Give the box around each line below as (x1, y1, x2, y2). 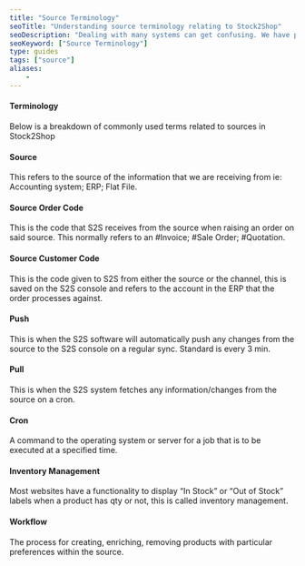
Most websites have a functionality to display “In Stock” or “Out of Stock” (9, 486, 284, 497)
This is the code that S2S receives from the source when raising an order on (9, 222, 295, 233)
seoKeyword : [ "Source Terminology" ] (9, 38, 148, 48)
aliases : (9, 65, 43, 74)
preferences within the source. (9, 546, 124, 557)
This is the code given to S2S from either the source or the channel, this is (9, 273, 287, 284)
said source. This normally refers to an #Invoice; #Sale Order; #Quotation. (9, 232, 286, 243)
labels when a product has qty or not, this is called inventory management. (9, 495, 289, 506)
